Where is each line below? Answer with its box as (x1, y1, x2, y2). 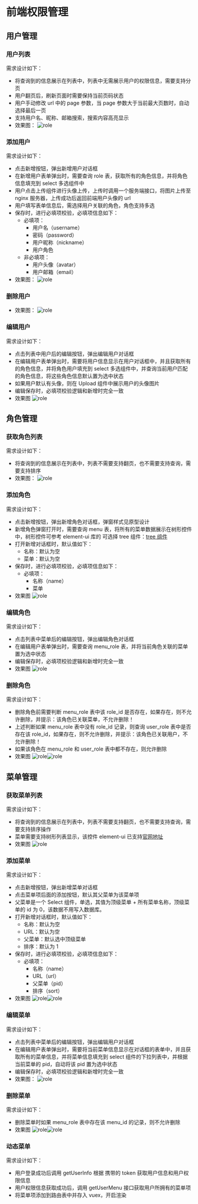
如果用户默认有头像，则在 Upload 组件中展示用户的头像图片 (14, 379, 160, 387)
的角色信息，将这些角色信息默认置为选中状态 (14, 372, 124, 379)
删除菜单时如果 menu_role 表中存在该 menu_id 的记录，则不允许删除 (14, 1118, 181, 1125)
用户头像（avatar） (32, 261, 79, 268)
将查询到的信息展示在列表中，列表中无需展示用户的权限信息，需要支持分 (14, 77, 191, 84)
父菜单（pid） (32, 980, 66, 987)
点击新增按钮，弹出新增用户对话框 (14, 165, 98, 172)
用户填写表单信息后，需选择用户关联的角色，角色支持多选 (14, 202, 155, 209)
